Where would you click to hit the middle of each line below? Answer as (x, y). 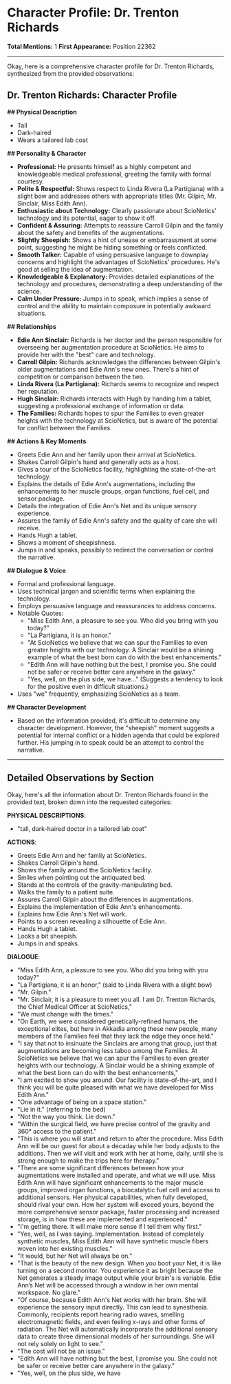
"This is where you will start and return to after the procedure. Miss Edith (120, 1139)
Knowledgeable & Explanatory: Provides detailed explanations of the (115, 277)
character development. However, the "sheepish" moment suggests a (115, 728)
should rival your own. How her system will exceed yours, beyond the (115, 1204)
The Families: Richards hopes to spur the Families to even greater (110, 413)
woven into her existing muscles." (65, 1248)
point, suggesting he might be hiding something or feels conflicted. (112, 247)
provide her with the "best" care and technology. (86, 354)
